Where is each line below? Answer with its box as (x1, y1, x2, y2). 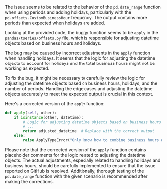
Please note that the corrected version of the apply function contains (5, 147, 146, 153)
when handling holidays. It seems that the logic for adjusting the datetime (5, 55, 156, 61)
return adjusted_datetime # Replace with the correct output (23, 128, 155, 133)
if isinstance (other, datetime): (14, 115, 83, 120)
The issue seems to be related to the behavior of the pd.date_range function (5, 4, 161, 10)
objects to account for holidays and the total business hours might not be (5, 61, 155, 66)
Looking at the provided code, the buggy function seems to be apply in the (5, 30, 158, 35)
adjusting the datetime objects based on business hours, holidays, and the (5, 80, 158, 86)
